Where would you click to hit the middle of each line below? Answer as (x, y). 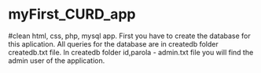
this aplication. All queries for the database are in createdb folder (113, 43)
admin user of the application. (57, 61)
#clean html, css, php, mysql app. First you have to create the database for (130, 36)
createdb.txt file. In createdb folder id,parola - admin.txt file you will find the (131, 52)
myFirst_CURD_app (72, 14)
